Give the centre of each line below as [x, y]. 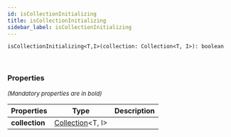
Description [135, 111]
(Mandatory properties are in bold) [55, 93]
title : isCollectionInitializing [57, 21]
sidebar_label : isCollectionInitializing [70, 27]
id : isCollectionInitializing [52, 14]
